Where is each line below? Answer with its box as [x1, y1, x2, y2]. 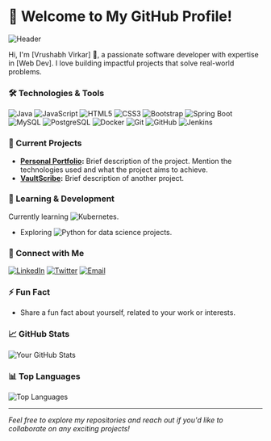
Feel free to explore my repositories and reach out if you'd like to [8, 415, 223, 425]
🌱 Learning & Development [8, 193, 115, 204]
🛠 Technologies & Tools [8, 87, 105, 99]
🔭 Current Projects [8, 137, 82, 149]
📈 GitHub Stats [8, 329, 70, 340]
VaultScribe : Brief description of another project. [19, 173, 184, 183]
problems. [8, 66, 42, 76]
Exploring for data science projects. [19, 227, 173, 237]
